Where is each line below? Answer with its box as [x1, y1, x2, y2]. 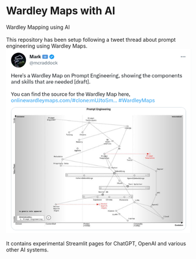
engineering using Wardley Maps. [6, 42, 88, 49]
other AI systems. [6, 246, 49, 253]
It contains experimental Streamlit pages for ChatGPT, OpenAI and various [6, 240, 187, 247]
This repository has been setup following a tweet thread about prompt [6, 36, 176, 43]
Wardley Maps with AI [6, 4, 116, 18]
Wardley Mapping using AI [6, 24, 70, 31]
